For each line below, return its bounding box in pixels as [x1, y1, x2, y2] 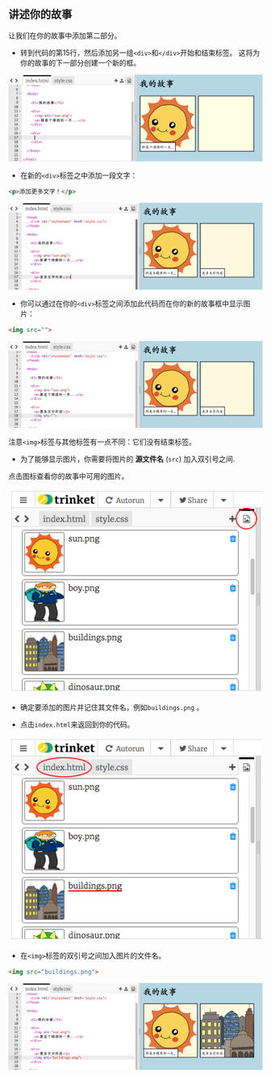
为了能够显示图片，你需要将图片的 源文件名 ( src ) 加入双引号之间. [19, 454, 236, 463]
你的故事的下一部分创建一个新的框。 [19, 57, 141, 67]
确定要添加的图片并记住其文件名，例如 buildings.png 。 [19, 702, 204, 712]
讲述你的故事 [8, 7, 73, 22]
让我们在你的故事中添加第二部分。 [8, 31, 122, 40]
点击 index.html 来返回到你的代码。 [19, 719, 135, 729]
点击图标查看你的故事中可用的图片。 [8, 471, 129, 480]
